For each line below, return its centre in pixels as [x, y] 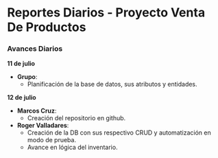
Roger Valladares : [43, 126]
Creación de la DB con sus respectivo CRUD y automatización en [119, 133]
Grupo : [27, 77]
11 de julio [21, 64]
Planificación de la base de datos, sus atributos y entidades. [112, 84]
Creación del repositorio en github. [76, 118]
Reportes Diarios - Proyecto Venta [106, 13]
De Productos [47, 27]
